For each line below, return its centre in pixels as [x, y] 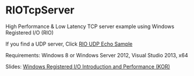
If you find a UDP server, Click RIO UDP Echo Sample [69, 44]
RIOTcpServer [40, 10]
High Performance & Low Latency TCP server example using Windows [90, 26]
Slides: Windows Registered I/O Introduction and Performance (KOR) [88, 66]
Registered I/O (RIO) [29, 32]
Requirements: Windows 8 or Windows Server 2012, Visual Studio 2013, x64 [97, 55]
